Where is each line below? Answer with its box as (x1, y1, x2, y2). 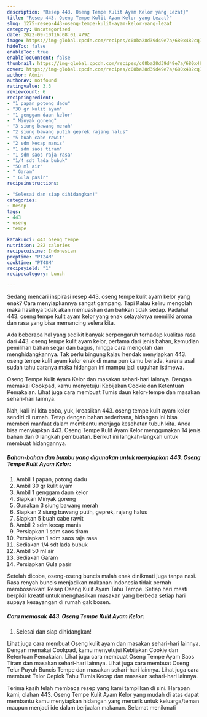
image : (7, 37, 24, 44)
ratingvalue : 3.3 (7, 83, 52, 90)
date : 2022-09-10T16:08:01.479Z (7, 32, 90, 38)
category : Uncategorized (7, 26, 71, 33)
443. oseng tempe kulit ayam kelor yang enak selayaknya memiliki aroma (7, 312, 192, 320)
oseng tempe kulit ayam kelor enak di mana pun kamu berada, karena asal (7, 357, 195, 365)
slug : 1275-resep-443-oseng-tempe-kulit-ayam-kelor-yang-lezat (7, 20, 173, 26)
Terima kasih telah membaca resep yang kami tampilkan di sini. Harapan (7, 684, 190, 692)
